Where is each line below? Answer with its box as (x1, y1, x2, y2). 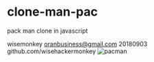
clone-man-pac (7, 4, 98, 20)
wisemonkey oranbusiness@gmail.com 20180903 (7, 40, 148, 48)
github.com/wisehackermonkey (7, 47, 97, 55)
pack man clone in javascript (7, 27, 88, 35)
